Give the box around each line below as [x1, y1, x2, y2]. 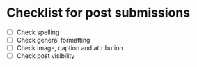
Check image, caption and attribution [16, 44, 123, 52]
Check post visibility [16, 52, 75, 60]
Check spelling [16, 28, 60, 36]
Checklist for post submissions [6, 5, 191, 21]
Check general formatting [16, 36, 90, 44]
